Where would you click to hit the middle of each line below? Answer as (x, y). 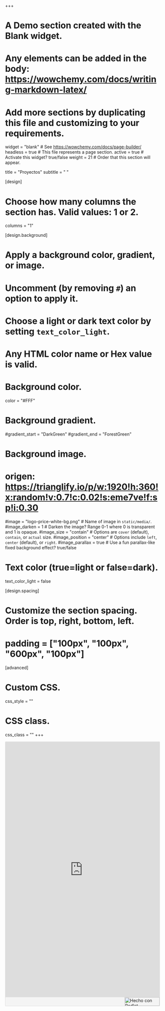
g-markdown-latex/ (46, 90)
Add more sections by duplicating (75, 112)
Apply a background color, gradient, (80, 255)
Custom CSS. (33, 688)
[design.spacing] (22, 591)
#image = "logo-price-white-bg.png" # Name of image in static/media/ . (79, 521)
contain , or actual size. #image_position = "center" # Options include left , (81, 537)
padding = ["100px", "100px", (67, 644)
